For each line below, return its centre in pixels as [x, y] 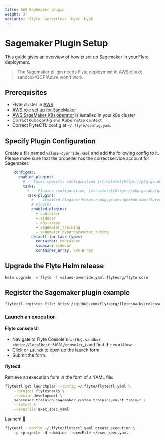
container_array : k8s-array [65, 250]
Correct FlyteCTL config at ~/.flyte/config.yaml [62, 125]
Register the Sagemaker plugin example [68, 293]
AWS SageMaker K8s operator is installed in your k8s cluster [74, 115]
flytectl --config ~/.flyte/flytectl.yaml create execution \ [70, 428]
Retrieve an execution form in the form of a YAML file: [59, 377]
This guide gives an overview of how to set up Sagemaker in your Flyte [77, 57]
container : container [58, 241]
